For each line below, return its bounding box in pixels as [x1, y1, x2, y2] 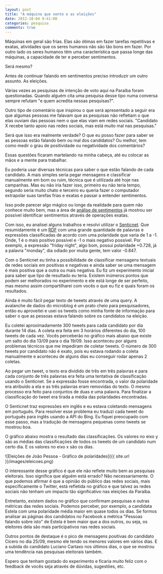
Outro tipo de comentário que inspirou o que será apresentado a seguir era [5, 108, 155, 113]
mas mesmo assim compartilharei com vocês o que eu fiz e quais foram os [5, 283, 155, 289]
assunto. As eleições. [5, 78, 48, 84]
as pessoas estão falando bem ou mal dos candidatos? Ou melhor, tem [5, 137, 147, 144]
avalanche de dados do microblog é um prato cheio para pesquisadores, [5, 303, 150, 309]
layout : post [5, 7, 32, 12]
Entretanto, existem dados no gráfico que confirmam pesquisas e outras [5, 498, 149, 504]
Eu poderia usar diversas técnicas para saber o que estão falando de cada [5, 167, 154, 173]
